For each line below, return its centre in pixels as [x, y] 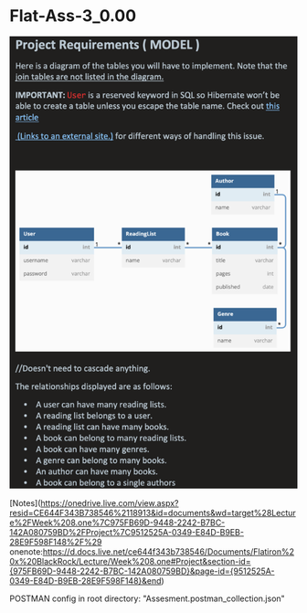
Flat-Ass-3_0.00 [73, 16]
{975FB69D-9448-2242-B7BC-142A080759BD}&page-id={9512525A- [142, 571]
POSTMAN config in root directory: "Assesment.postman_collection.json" [147, 598]
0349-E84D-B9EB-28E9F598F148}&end [85, 580]
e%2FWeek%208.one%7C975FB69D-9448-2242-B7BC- [117, 523]
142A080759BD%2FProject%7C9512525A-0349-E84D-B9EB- [127, 532]
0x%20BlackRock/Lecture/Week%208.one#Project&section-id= [130, 561]
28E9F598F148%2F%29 [56, 542]
